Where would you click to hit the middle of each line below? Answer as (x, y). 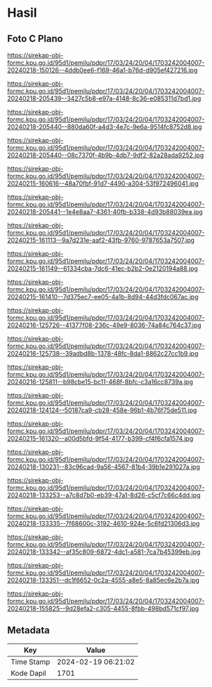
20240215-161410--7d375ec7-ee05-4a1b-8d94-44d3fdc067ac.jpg (103, 297)
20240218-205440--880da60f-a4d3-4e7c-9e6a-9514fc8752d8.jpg (105, 127)
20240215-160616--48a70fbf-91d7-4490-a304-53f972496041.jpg (103, 183)
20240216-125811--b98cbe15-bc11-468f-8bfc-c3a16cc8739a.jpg (100, 382)
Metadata (28, 630)
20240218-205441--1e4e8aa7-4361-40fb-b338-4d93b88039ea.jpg (105, 212)
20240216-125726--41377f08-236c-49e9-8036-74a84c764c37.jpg (104, 325)
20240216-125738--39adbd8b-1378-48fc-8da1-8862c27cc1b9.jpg (103, 353)
